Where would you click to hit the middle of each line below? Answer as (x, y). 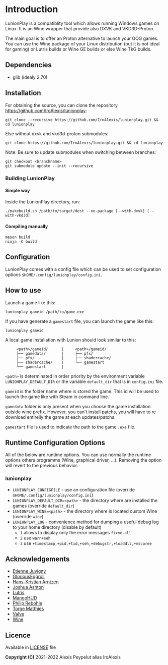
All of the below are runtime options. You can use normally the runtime (78, 455)
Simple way (18, 191)
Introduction (32, 9)
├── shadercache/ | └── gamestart (60, 362)
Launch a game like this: (30, 302)
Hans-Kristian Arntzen (35, 582)
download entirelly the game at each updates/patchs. (60, 417)
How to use (23, 290)
